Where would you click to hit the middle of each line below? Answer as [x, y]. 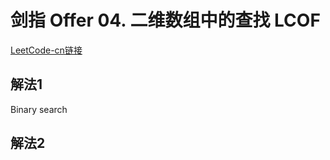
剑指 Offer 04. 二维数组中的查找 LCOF [165, 20]
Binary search [39, 109]
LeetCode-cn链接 [46, 50]
